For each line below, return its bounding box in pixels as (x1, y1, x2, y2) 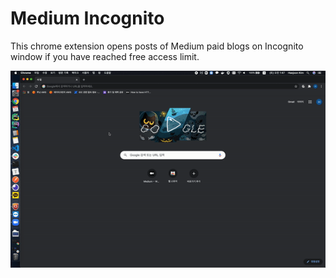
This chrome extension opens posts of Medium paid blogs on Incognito (10, 40, 304, 52)
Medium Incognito (10, 7, 165, 30)
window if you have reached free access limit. (10, 50, 200, 62)
